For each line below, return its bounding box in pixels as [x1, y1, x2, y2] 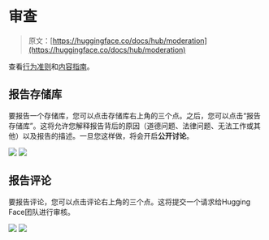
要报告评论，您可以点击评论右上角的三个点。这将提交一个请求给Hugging [8, 196, 251, 207]
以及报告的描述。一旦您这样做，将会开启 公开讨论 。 [22, 131, 193, 140]
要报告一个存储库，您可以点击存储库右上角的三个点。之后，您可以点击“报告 [8, 110, 262, 120]
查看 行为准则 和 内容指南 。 [8, 62, 94, 71]
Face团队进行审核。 [8, 207, 75, 216]
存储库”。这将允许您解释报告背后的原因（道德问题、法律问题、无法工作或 [8, 121, 254, 131]
